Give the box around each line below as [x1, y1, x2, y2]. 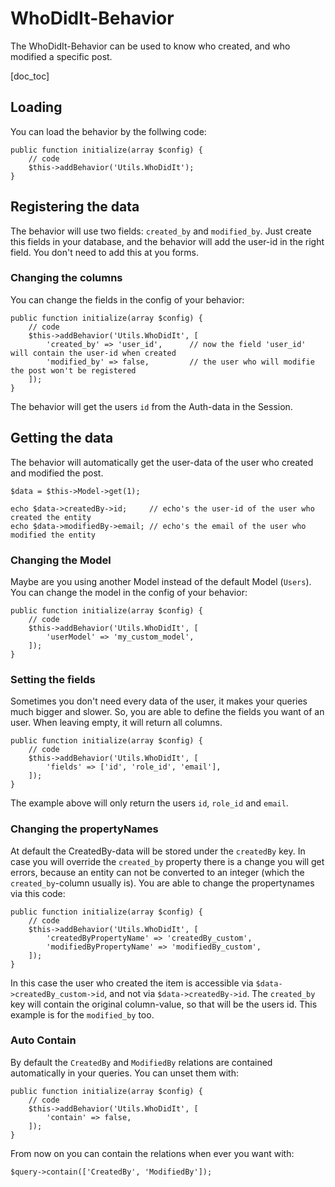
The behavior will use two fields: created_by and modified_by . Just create [10, 225, 312, 237]
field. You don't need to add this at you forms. [10, 246, 199, 258]
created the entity [10, 512, 92, 522]
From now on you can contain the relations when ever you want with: [10, 1147, 295, 1159]
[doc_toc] [10, 70, 50, 82]
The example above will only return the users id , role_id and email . [10, 797, 289, 809]
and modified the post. [10, 467, 104, 479]
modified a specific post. [10, 50, 113, 62]
